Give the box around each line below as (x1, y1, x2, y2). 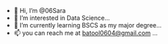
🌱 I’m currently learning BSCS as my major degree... (13, 21, 162, 29)
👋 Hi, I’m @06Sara (13, 7, 66, 14)
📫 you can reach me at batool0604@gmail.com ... (13, 29, 158, 37)
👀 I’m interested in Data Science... (13, 14, 111, 22)
